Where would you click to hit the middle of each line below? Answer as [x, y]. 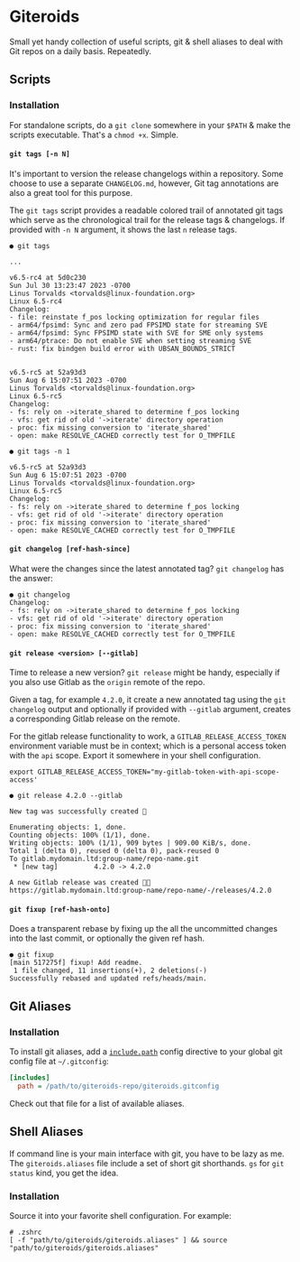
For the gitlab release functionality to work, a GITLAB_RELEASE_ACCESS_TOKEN [148, 737]
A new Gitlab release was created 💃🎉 [80, 883]
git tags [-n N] [40, 154]
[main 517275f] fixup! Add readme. [76, 963]
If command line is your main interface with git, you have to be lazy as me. [147, 1154]
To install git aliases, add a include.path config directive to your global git [146, 1052]
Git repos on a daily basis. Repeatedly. [80, 51]
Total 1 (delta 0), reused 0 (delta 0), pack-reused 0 [114, 851]
